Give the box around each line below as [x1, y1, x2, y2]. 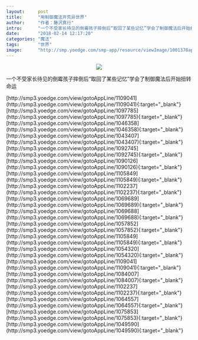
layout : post [6, 8, 49, 15]
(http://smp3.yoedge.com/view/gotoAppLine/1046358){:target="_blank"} [6, 125, 184, 133]
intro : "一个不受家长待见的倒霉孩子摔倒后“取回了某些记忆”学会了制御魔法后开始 [6, 25, 190, 31]
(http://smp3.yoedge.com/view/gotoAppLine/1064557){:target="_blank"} [6, 302, 183, 309]
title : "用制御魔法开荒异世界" [6, 14, 87, 20]
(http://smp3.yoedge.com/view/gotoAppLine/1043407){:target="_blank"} [6, 138, 184, 145]
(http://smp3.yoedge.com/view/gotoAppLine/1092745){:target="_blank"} [6, 151, 183, 158]
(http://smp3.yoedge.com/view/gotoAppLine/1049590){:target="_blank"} [6, 326, 184, 334]
